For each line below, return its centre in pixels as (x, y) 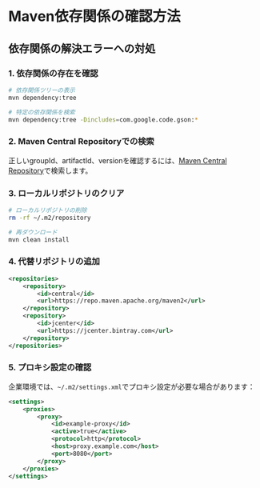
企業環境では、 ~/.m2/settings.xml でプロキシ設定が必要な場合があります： (132, 386)
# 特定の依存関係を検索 (42, 112)
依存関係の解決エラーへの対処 (82, 48)
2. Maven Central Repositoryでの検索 (81, 142)
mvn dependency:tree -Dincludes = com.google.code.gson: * (103, 120)
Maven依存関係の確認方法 (95, 16)
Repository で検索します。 (50, 170)
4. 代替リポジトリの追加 (54, 262)
